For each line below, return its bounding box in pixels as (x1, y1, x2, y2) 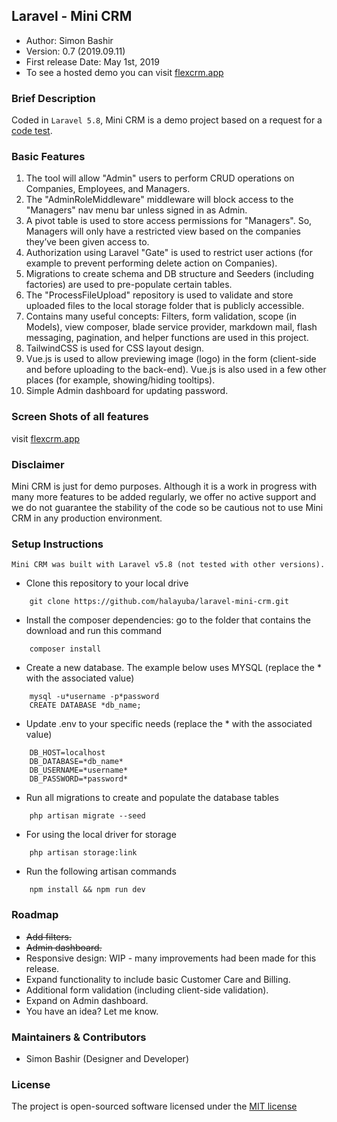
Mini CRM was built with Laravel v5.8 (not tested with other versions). (11, 560, 326, 570)
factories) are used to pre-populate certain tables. (25, 279, 233, 291)
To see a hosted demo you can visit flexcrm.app (25, 66, 224, 78)
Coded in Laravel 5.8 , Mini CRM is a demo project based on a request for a (11, 114, 323, 126)
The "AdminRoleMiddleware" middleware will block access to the (25, 194, 294, 206)
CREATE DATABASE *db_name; (29, 700, 142, 711)
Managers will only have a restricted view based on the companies (25, 225, 301, 238)
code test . (11, 125, 53, 137)
